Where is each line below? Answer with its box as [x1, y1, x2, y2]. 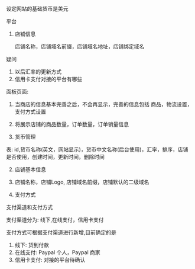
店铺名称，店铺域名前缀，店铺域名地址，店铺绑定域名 [14, 43, 145, 50]
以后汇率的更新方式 [14, 68, 62, 75]
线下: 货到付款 [14, 242, 49, 248]
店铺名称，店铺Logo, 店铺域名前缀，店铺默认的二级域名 [14, 178, 149, 185]
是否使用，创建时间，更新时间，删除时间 [6, 153, 105, 160]
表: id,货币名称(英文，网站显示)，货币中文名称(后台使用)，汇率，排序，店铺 [6, 146, 188, 153]
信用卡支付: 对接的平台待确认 [14, 257, 86, 263]
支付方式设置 [14, 108, 46, 115]
